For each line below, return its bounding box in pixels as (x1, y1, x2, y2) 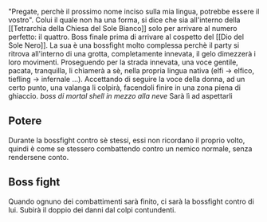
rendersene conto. (8, 152, 69, 162)
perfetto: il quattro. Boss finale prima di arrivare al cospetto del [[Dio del (8, 32, 245, 41)
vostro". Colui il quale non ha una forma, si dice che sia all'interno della (8, 15, 241, 25)
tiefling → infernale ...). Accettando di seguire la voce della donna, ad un (8, 75, 245, 84)
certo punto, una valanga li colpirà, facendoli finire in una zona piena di (8, 83, 241, 92)
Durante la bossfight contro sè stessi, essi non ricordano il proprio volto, (8, 135, 245, 145)
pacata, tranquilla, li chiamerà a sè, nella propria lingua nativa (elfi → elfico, (8, 66, 255, 75)
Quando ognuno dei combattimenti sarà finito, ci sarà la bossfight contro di (8, 197, 255, 206)
